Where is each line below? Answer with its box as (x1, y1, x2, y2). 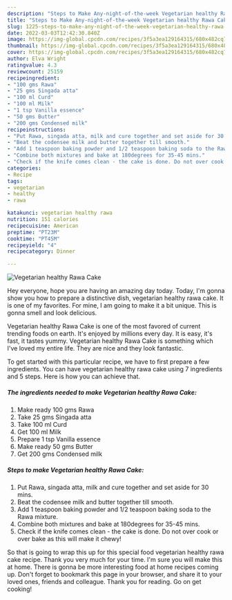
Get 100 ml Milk (17, 427, 61, 436)
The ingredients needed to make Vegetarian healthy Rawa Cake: (7, 388, 197, 396)
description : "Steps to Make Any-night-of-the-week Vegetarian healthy (7, 10, 217, 17)
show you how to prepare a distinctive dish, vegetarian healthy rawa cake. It (7, 294, 224, 302)
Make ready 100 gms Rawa (17, 406, 95, 414)
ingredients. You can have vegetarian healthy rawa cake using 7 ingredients (7, 365, 223, 373)
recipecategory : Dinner (7, 248, 76, 255)
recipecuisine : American (7, 222, 79, 229)
